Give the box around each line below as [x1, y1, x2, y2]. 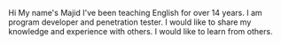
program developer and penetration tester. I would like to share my [8, 17, 252, 27]
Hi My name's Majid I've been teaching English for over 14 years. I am [8, 8, 262, 18]
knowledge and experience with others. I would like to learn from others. [8, 26, 273, 36]
